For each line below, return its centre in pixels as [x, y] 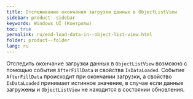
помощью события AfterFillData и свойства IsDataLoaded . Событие [96, 70]
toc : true [19, 29]
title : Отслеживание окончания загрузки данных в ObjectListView [92, 12]
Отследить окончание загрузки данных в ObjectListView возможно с [97, 63]
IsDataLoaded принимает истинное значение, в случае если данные [95, 82]
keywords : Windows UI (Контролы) [49, 23]
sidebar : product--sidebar [41, 18]
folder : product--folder [38, 40]
